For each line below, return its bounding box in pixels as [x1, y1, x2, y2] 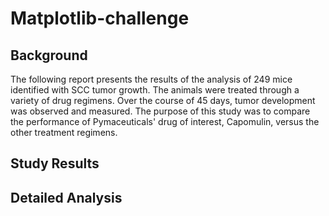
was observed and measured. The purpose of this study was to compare [10, 105, 311, 117]
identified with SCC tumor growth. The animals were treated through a [10, 84, 300, 96]
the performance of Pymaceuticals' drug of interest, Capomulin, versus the [10, 116, 320, 127]
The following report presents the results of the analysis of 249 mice [10, 73, 293, 85]
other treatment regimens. [10, 127, 118, 138]
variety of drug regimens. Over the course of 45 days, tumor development [10, 95, 316, 106]
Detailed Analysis [10, 189, 123, 206]
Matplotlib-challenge [10, 7, 190, 30]
